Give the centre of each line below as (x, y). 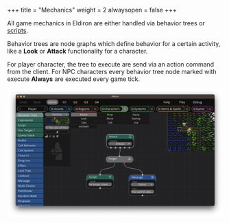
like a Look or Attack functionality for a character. (77, 51)
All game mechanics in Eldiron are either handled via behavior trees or (106, 23)
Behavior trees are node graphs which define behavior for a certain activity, (114, 44)
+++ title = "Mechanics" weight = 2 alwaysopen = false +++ (92, 10)
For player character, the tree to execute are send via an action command (111, 64)
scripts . (18, 31)
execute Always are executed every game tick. (74, 79)
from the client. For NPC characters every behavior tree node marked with (112, 72)
